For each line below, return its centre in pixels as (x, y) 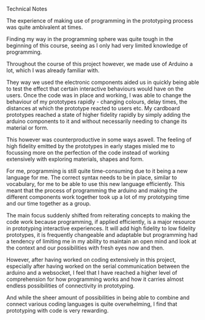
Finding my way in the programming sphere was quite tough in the (90, 39)
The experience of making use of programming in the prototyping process (100, 20)
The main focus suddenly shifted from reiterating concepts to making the (99, 215)
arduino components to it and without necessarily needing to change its (97, 121)
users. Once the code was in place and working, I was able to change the (99, 95)
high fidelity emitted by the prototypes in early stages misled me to (91, 146)
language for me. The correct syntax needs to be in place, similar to (92, 177)
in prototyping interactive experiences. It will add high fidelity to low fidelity (101, 228)
